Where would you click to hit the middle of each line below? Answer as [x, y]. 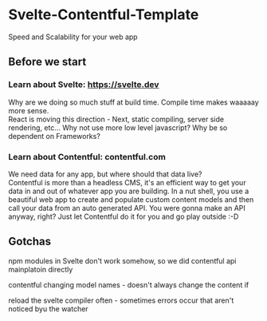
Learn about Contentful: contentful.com [87, 157]
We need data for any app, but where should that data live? [105, 174]
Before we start [47, 62]
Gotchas [30, 242]
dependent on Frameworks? [55, 136]
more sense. [29, 110]
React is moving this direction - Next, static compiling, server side [116, 119]
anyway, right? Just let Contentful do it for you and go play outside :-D [124, 216]
